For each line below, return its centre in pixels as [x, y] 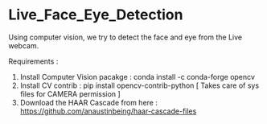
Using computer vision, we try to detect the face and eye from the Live [125, 37]
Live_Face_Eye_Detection [96, 15]
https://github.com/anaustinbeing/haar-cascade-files [108, 111]
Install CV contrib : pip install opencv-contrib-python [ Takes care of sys [140, 85]
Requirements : [33, 61]
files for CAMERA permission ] [70, 93]
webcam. [24, 45]
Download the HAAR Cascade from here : [89, 102]
